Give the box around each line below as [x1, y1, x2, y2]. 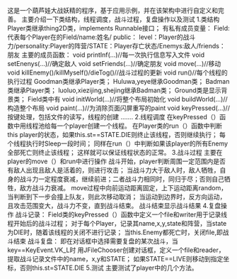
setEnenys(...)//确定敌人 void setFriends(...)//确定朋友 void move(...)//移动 [7, 60, 221, 67]
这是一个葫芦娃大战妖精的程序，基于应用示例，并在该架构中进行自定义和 [7, 6, 218, 14]
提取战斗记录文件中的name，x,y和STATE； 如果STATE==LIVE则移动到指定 [7, 255, 224, 263]
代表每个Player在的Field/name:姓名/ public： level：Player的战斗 [7, 33, 196, 41]
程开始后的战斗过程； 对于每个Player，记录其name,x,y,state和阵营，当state [7, 219, 227, 227]
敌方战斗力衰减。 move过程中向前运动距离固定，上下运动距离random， [19, 184, 228, 192]
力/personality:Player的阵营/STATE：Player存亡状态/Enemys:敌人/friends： [7, 42, 226, 50]
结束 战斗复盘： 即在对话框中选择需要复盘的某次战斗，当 [13, 237, 178, 245]
